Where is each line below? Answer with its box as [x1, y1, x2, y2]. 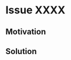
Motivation [5, 27, 46, 37]
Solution [5, 46, 37, 56]
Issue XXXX [5, 3, 66, 17]
